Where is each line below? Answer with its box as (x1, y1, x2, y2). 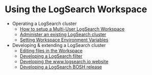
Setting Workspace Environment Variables (19, 37, 109, 43)
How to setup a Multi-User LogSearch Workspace (19, 26, 125, 32)
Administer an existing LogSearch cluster (19, 31, 107, 37)
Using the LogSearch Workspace (5, 4, 147, 15)
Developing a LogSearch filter (19, 53, 83, 59)
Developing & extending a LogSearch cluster (12, 42, 106, 48)
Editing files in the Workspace (19, 47, 83, 54)
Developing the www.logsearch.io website (19, 58, 109, 64)
